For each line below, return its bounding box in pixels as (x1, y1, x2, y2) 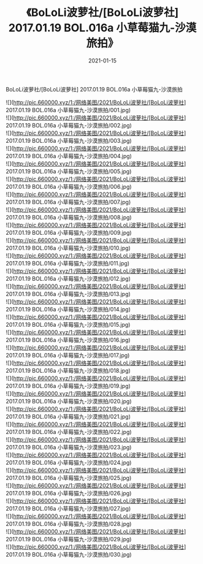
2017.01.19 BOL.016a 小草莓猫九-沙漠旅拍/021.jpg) (6, 413, 131, 420)
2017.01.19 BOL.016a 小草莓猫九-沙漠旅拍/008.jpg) (6, 213, 132, 221)
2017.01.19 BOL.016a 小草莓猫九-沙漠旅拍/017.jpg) (6, 351, 130, 359)
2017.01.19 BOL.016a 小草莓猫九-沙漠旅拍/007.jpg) (6, 198, 131, 205)
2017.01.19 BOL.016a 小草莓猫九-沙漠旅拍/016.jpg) (6, 336, 131, 343)
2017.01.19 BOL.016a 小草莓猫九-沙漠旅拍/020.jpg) (6, 397, 132, 405)
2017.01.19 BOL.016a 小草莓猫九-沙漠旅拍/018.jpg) (6, 367, 131, 374)
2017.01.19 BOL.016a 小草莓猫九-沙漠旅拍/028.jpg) (6, 520, 132, 527)
